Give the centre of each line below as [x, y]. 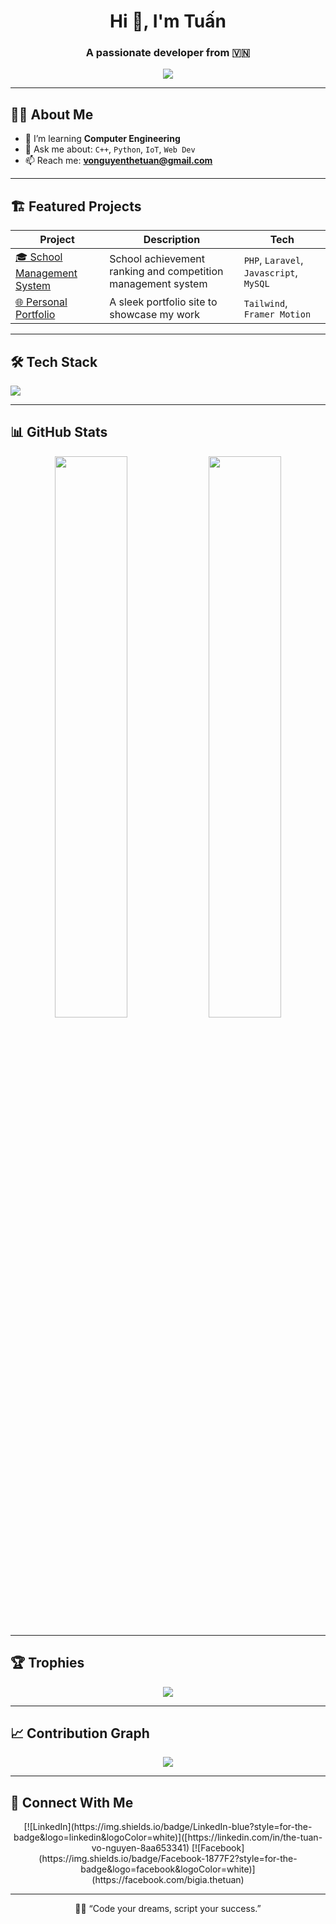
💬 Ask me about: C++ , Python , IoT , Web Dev [110, 149]
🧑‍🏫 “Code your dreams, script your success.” [168, 1909]
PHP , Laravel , [273, 260]
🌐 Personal [41, 302]
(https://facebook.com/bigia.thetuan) [168, 1880]
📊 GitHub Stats [59, 432]
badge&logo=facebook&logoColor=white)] [168, 1869]
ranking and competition [166, 271]
